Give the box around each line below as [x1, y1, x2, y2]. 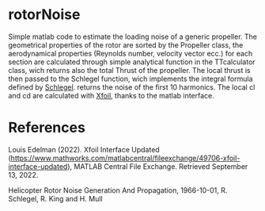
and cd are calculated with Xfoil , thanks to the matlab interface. [8, 90, 215, 100]
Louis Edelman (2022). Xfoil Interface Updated [8, 144, 160, 154]
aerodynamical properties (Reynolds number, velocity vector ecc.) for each [8, 48, 253, 58]
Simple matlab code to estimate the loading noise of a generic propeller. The [8, 32, 257, 41]
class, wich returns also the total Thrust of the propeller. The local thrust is [8, 65, 251, 75]
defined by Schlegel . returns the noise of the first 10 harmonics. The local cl [8, 82, 256, 92]
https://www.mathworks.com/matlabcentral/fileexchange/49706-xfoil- [10, 153, 240, 163]
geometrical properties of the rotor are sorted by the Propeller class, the [8, 40, 244, 49]
